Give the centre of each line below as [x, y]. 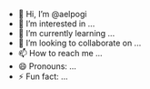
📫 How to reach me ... [60, 53]
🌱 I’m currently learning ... [66, 33]
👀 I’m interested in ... [56, 24]
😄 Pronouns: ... [47, 66]
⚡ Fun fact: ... [43, 76]
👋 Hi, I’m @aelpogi [52, 14]
